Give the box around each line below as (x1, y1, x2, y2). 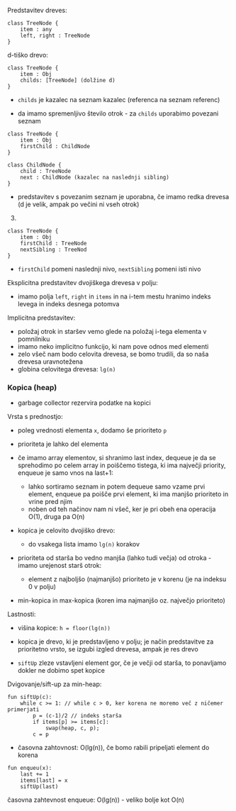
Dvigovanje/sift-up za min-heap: (7, 680, 102, 688)
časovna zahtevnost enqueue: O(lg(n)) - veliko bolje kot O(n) (7, 795, 185, 804)
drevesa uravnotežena (17, 357, 84, 366)
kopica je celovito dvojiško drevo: (17, 526, 116, 535)
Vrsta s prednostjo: (7, 413, 64, 421)
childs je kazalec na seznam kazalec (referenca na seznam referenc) (17, 96, 220, 104)
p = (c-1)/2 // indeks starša (33, 712, 122, 720)
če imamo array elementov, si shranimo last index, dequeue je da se (17, 454, 216, 462)
